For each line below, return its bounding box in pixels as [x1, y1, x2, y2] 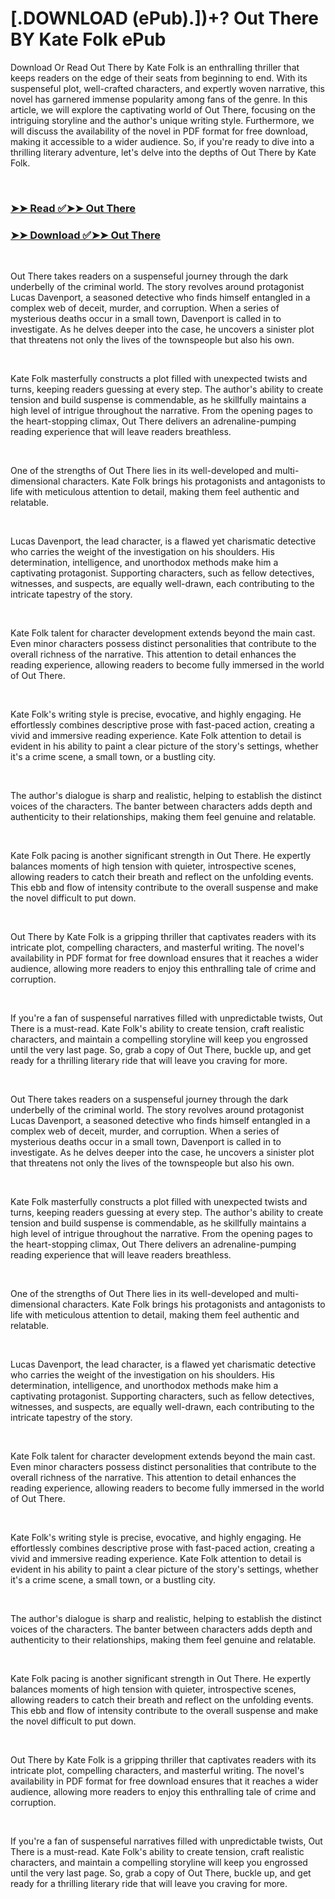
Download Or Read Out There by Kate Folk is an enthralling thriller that [10, 61, 300, 73]
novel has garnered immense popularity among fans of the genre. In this [10, 93, 308, 105]
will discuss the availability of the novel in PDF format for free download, [10, 125, 309, 137]
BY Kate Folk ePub [10, 28, 167, 51]
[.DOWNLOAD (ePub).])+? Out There [10, 7, 319, 30]
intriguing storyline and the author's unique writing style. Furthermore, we [10, 114, 315, 126]
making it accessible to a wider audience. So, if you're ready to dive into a [10, 135, 315, 147]
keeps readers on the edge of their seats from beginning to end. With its [10, 72, 308, 84]
